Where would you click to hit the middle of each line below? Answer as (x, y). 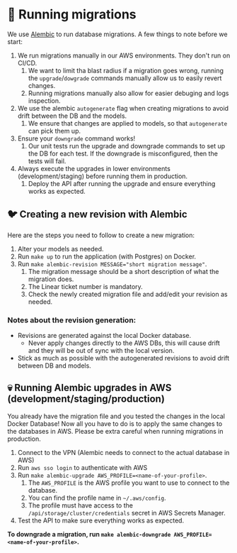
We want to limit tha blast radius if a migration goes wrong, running (126, 70)
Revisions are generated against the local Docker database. (104, 336)
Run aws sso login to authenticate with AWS (82, 467)
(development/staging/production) (86, 399)
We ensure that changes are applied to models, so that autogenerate (128, 123)
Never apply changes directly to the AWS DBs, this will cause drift (124, 343)
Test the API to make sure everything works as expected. (101, 520)
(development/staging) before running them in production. (103, 176)
